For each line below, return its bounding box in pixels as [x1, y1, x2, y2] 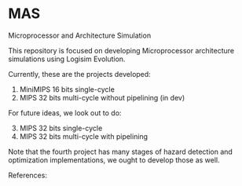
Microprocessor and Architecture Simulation [8, 31, 152, 40]
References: [8, 170, 47, 180]
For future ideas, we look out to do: [8, 108, 122, 118]
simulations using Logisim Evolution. [8, 54, 126, 64]
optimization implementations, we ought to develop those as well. [8, 155, 220, 165]
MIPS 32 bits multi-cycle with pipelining [19, 131, 148, 141]
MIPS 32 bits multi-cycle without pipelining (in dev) [19, 93, 185, 102]
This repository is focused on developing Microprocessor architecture [8, 46, 234, 55]
